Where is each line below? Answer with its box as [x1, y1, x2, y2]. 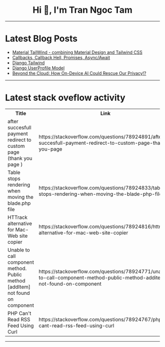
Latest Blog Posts [5, 33, 78, 44]
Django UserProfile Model [12, 65, 65, 71]
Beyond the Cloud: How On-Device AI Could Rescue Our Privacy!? [12, 70, 146, 76]
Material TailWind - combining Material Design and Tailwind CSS [12, 49, 143, 55]
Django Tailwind [12, 60, 45, 65]
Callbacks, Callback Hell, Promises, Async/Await [12, 54, 110, 61]
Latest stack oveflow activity [5, 92, 126, 103]
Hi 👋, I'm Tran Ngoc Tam [32, 4, 133, 16]
